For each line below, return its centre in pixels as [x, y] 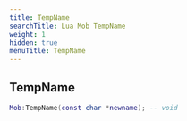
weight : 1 [28, 34]
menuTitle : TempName [48, 51]
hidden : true [34, 43]
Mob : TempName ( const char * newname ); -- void [93, 108]
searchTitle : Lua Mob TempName [68, 26]
